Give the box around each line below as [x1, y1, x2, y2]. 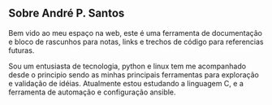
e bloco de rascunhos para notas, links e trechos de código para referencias [8, 37, 264, 46]
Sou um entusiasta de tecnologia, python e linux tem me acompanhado [8, 61, 246, 71]
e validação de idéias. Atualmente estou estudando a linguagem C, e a [8, 78, 244, 88]
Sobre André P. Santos [8, 7, 125, 20]
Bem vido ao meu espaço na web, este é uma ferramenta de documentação [8, 28, 262, 37]
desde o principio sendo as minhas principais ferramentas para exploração [8, 69, 260, 80]
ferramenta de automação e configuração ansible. [8, 87, 176, 97]
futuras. [8, 45, 35, 55]
